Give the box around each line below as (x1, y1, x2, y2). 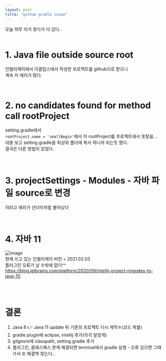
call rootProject (5, 110, 70, 122)
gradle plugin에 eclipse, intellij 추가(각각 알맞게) (12, 332, 107, 338)
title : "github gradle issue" (5, 12, 68, 17)
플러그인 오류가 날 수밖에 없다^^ (5, 262, 66, 268)
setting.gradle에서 (5, 127, 42, 133)
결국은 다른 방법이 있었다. (5, 146, 55, 152)
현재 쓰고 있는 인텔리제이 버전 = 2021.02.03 (5, 256, 91, 262)
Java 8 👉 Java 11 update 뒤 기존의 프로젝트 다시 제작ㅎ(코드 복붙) (12, 324, 142, 330)
